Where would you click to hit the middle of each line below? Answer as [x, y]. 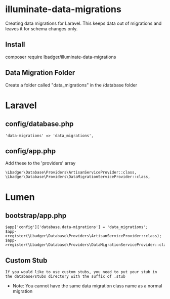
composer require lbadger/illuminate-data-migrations [61, 57]
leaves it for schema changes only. [41, 28]
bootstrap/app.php [36, 215]
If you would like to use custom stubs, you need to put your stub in [81, 272]
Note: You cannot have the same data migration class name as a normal [87, 286]
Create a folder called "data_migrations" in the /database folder [71, 85]
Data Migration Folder [40, 73]
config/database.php [39, 124]
